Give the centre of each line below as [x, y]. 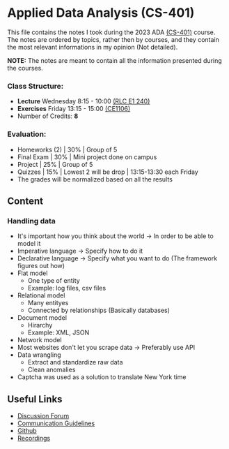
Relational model [41, 295]
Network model [39, 340]
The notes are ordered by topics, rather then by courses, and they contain [113, 39]
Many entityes [48, 303]
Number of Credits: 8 [48, 116]
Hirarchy [40, 325]
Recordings [34, 439]
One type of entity [54, 281]
